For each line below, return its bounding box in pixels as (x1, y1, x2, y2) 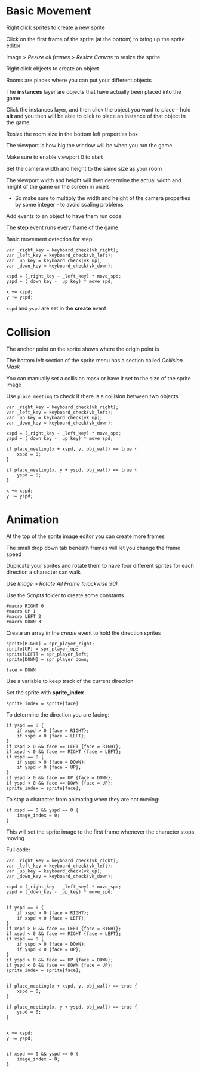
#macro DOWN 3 (6, 619, 42, 625)
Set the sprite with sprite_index (6, 688, 84, 696)
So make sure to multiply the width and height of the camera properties (14, 194, 191, 201)
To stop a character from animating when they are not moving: (6, 795, 160, 803)
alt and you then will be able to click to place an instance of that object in (6, 112, 186, 119)
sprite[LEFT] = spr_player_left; (6, 651, 90, 657)
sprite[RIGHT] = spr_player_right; (6, 641, 95, 647)
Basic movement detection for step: (6, 235, 94, 242)
